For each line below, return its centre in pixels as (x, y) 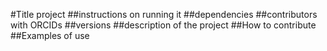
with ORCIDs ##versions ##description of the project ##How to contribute (163, 25)
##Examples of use (50, 35)
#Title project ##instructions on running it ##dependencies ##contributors (164, 14)
